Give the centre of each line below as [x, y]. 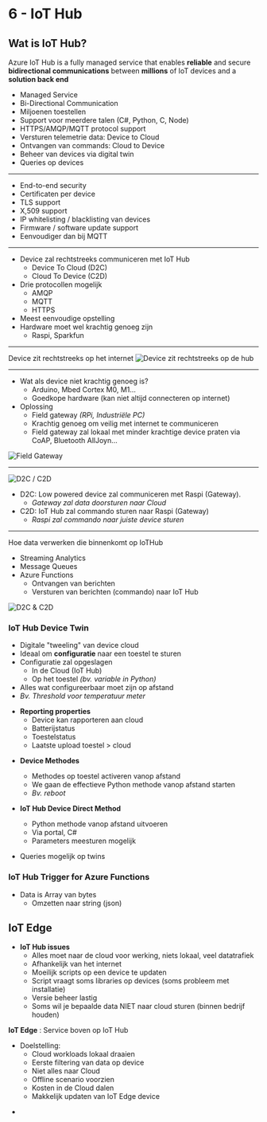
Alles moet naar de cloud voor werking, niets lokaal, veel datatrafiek [143, 955]
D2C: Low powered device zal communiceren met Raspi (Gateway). [130, 494]
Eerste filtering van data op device [88, 1063]
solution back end [39, 79]
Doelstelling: [40, 1045]
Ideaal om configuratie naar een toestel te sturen [100, 653]
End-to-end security [53, 185]
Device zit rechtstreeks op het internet [71, 358]
